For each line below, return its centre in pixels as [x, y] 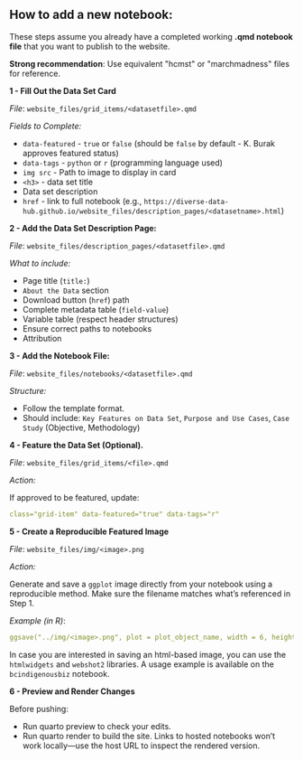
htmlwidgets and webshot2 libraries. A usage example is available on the [142, 664]
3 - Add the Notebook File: [60, 355]
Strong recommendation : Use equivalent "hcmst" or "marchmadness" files [150, 63]
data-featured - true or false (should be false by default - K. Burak [148, 143]
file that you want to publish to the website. [90, 46]
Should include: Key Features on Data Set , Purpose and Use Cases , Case [156, 418]
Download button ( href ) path [76, 300]
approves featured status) [70, 153]
